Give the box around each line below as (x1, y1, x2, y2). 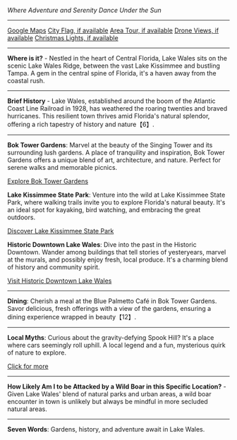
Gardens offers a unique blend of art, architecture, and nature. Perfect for (7, 156, 221, 164)
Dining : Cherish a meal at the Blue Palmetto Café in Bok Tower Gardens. (7, 297, 217, 305)
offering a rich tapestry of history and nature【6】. (7, 120, 155, 128)
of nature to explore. (7, 348, 67, 357)
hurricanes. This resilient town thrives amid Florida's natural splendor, (7, 112, 210, 120)
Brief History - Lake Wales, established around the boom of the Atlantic (7, 97, 217, 105)
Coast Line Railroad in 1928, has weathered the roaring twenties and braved (7, 104, 228, 112)
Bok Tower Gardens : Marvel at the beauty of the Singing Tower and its (7, 141, 213, 149)
